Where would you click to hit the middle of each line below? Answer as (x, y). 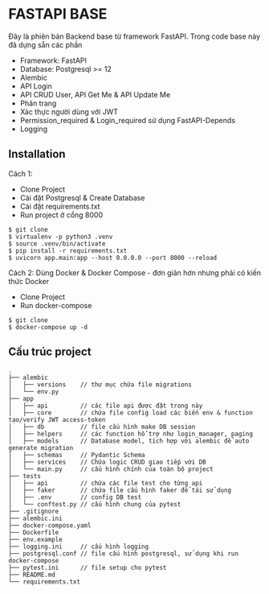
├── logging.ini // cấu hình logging (79, 547)
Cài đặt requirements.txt (60, 206)
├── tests (25, 476)
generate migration (41, 448)
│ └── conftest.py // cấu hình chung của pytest (95, 504)
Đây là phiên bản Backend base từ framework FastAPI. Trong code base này (134, 36)
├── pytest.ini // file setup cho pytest (88, 567)
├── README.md (32, 575)
